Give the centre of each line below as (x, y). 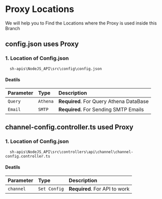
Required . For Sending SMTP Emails (101, 109)
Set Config (51, 189)
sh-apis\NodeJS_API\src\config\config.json (56, 68)
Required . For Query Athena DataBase (104, 101)
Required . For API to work (99, 188)
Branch (13, 28)
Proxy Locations (40, 9)
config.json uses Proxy (42, 44)
